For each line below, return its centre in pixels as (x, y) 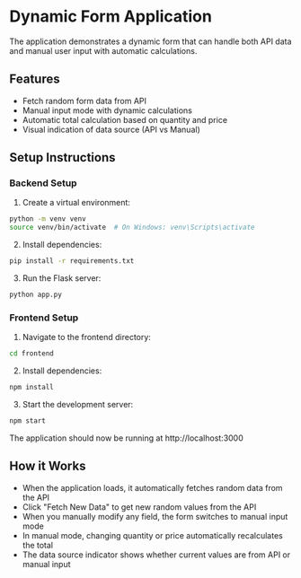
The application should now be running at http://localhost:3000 (127, 438)
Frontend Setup (44, 318)
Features (35, 79)
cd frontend (31, 354)
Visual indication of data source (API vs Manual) (111, 129)
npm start (28, 420)
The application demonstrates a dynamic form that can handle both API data (150, 41)
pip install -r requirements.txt (72, 261)
